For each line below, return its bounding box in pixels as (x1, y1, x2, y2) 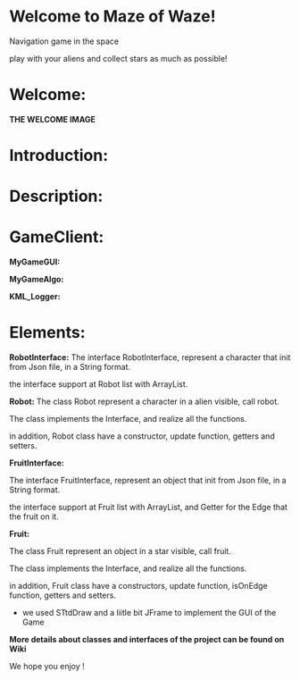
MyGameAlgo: (9, 274, 64, 285)
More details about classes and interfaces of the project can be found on (9, 634, 285, 645)
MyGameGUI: (9, 256, 61, 267)
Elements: (9, 323, 87, 343)
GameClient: (9, 227, 104, 248)
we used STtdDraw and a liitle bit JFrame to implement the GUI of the (21, 608, 277, 618)
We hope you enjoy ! (9, 661, 85, 672)
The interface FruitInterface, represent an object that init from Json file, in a (9, 475, 287, 486)
